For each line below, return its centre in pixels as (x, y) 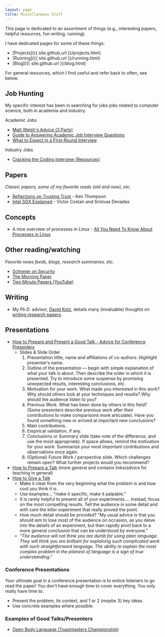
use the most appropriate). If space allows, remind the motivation (93, 441)
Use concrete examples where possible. (53, 606)
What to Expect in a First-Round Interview (54, 140)
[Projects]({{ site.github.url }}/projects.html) (57, 53)
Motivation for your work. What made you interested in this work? (93, 389)
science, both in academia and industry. (46, 111)
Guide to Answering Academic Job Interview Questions (68, 135)
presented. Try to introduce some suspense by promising (85, 379)
